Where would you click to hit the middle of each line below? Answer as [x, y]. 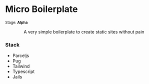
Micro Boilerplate [41, 9]
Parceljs [20, 55]
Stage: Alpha [16, 22]
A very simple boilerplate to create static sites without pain [84, 31]
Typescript [23, 71]
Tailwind [21, 66]
